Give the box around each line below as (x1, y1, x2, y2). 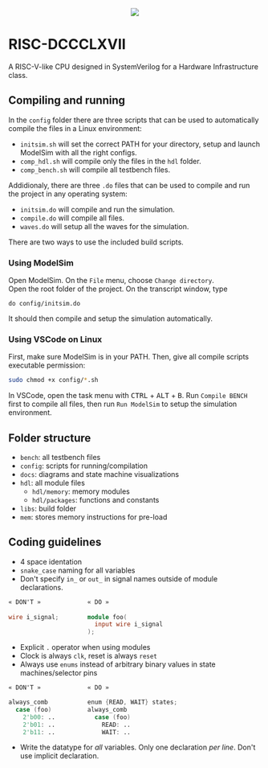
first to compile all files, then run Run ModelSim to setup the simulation (8, 399, 238, 409)
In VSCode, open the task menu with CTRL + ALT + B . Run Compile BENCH (8, 391, 248, 400)
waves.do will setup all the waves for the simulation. (19, 221, 189, 231)
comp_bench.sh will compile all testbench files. (19, 165, 171, 175)
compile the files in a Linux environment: (8, 123, 142, 133)
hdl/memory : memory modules (31, 487, 130, 496)
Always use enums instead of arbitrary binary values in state (19, 659, 216, 669)
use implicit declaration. (19, 751, 99, 761)
